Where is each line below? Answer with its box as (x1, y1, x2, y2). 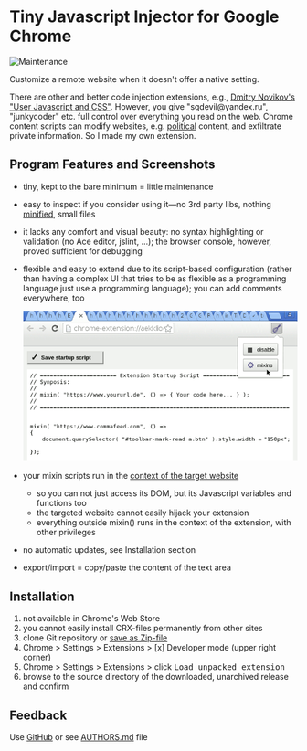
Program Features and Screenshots (9, 157, 216, 173)
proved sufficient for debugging (22, 245, 143, 257)
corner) (22, 651, 52, 663)
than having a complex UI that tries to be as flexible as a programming (22, 272, 287, 284)
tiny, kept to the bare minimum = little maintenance (22, 181, 214, 192)
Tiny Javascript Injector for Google (9, 6, 280, 27)
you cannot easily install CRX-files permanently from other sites (22, 623, 263, 634)
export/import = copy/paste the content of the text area (22, 562, 231, 573)
